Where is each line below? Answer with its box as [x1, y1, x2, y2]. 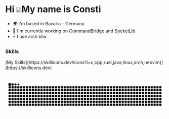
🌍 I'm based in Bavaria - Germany [12, 20, 85, 26]
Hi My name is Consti [5, 4, 101, 15]
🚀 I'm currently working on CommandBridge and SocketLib [12, 28, 136, 34]
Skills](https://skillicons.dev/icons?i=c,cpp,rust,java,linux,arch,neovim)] [14, 59, 163, 66]
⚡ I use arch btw [12, 33, 47, 39]
